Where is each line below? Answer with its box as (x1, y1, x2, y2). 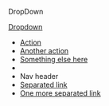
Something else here (19, 55, 88, 64)
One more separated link (19, 88, 101, 98)
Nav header (19, 72, 59, 80)
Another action (19, 46, 69, 55)
